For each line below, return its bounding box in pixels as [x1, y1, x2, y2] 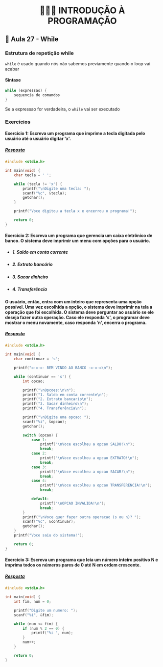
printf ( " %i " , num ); [31, 631, 73, 636]
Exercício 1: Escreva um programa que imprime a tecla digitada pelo [5, 131, 145, 136]
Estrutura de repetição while [5, 50, 74, 56]
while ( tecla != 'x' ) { [14, 182, 63, 187]
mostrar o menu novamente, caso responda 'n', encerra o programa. [5, 320, 147, 325]
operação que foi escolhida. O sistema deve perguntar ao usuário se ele [5, 309, 154, 315]
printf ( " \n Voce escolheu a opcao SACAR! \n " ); [40, 469, 135, 474]
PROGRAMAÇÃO [47, 15, 117, 27]
